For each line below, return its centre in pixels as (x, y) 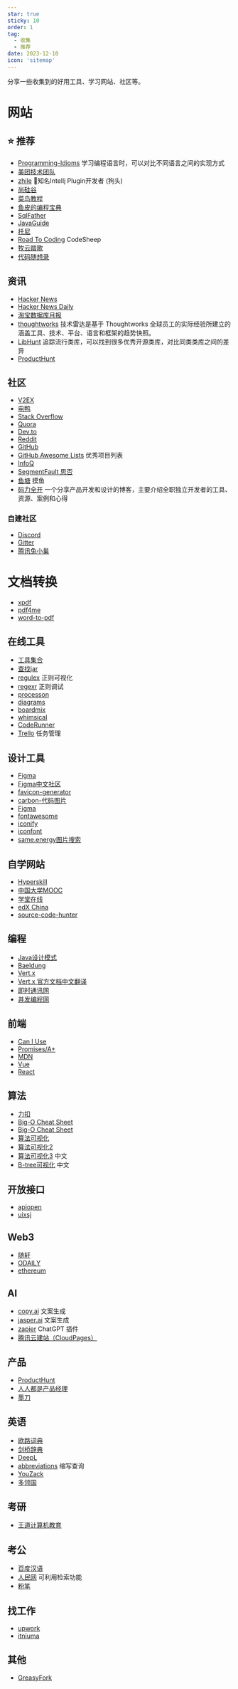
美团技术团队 (36, 172)
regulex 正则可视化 (45, 678)
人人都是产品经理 (43, 1388)
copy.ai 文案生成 (42, 1311)
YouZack (31, 1473)
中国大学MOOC (40, 890)
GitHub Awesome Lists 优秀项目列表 (70, 456)
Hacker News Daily (45, 306)
